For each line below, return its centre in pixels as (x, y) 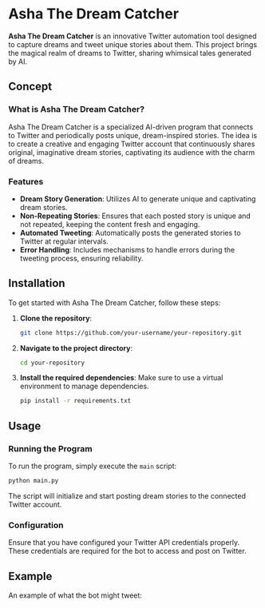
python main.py (34, 481)
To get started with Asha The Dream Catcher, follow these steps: (115, 302)
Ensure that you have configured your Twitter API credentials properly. (124, 542)
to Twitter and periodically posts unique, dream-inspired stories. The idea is (133, 135)
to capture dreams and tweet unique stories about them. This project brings (133, 44)
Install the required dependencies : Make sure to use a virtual (121, 378)
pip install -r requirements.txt (75, 401)
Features (26, 181)
